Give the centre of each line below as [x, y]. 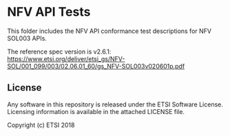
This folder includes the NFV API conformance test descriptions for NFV [109, 31]
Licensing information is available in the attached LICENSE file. [96, 111]
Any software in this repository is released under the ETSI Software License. [115, 104]
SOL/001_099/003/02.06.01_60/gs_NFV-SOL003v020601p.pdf [96, 66]
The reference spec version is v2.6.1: [59, 52]
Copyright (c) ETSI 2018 [41, 125]
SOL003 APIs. [27, 38]
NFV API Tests [49, 12]
